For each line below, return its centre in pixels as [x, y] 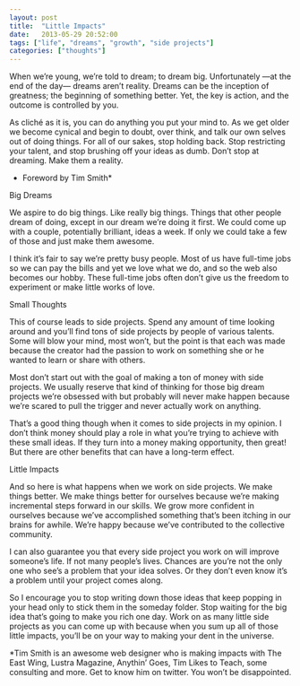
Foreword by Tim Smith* [67, 178]
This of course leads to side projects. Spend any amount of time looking [142, 322]
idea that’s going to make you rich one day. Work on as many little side [139, 617]
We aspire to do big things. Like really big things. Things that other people [146, 213]
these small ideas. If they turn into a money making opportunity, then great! [148, 443]
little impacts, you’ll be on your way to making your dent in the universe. [142, 636]
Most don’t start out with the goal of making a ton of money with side [137, 378]
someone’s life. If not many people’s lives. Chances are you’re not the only [146, 561]
